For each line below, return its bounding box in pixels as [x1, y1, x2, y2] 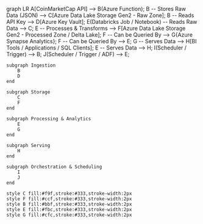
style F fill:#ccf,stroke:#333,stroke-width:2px [6, 196, 132, 202]
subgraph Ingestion [6, 62, 56, 68]
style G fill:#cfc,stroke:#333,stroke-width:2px [6, 212, 132, 218]
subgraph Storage [6, 89, 51, 95]
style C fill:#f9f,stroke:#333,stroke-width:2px [6, 190, 132, 197]
